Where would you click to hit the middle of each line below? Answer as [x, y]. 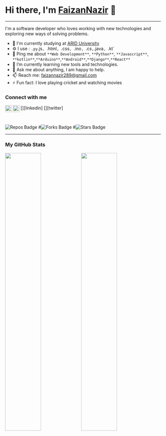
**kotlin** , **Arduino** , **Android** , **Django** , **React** [71, 59]
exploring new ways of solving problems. [47, 34]
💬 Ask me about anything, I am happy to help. [59, 69]
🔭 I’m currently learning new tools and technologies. [65, 64]
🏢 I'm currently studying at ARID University [56, 43]
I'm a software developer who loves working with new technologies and [78, 28]
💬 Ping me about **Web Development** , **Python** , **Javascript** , [80, 53]
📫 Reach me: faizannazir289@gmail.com [55, 75]
